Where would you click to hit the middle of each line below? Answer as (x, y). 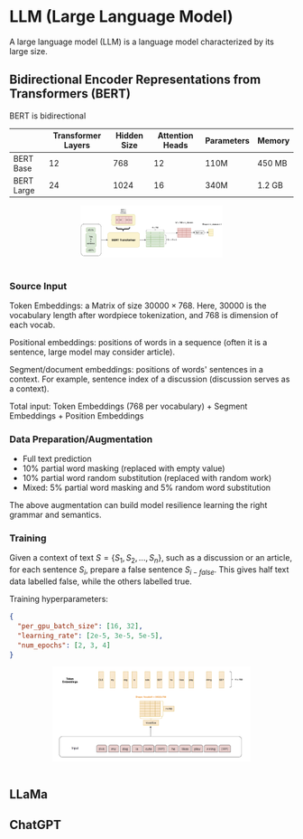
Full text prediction (57, 459)
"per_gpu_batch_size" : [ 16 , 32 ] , (80, 626)
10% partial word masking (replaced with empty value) (124, 468)
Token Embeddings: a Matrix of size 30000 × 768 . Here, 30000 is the (138, 306)
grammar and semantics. (55, 515)
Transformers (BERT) (70, 94)
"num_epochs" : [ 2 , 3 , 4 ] (64, 645)
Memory (273, 140)
